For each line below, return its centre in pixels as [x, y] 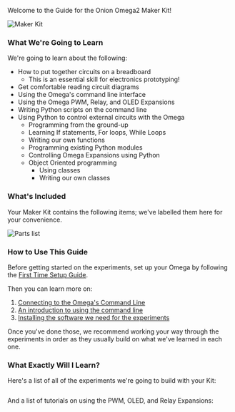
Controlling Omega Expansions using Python [94, 155]
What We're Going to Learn [55, 42]
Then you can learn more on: [50, 289]
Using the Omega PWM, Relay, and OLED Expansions [96, 102]
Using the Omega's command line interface [82, 95]
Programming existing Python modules [85, 148]
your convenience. [35, 220]
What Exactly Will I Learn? [54, 365]
